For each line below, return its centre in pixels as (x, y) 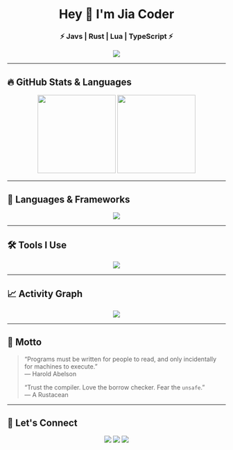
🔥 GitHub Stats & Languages (69, 82)
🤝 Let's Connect (42, 423)
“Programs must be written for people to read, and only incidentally (120, 359)
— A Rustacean (46, 394)
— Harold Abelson (50, 373)
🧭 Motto (25, 343)
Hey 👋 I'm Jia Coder (116, 14)
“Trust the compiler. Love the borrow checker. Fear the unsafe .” (114, 387)
